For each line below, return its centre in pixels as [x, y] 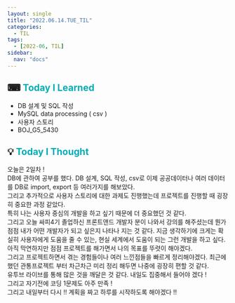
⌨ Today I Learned [51, 88]
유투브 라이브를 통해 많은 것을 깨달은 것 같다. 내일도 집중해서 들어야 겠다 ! [107, 275]
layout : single [29, 14]
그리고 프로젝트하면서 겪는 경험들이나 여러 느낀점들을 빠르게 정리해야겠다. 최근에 [117, 257]
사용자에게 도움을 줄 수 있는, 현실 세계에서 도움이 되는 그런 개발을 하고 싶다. [123, 240]
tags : [15, 40]
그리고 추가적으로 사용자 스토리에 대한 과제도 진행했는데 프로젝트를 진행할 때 [111, 196]
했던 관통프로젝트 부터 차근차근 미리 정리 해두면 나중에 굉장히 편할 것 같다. [108, 266]
